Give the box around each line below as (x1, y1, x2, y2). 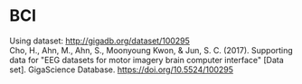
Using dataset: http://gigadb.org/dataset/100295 (9, 35, 190, 46)
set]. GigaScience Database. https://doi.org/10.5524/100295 (9, 64, 233, 75)
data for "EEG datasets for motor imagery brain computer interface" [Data (9, 54, 285, 65)
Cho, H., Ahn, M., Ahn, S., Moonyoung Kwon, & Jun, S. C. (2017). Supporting (9, 44, 294, 55)
